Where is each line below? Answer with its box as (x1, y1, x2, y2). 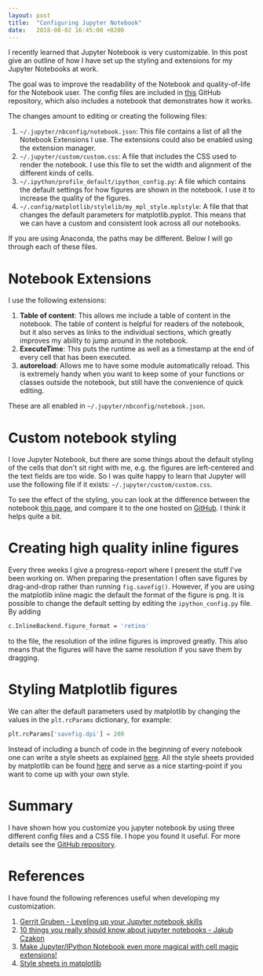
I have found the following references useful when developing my (8, 893, 220, 902)
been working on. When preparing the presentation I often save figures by (8, 574, 248, 583)
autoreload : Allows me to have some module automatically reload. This (19, 361, 250, 370)
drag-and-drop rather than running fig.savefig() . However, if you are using (8, 582, 255, 592)
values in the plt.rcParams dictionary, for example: (8, 715, 172, 724)
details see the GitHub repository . (8, 839, 117, 849)
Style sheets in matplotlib (19, 958, 102, 967)
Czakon (19, 933, 45, 943)
